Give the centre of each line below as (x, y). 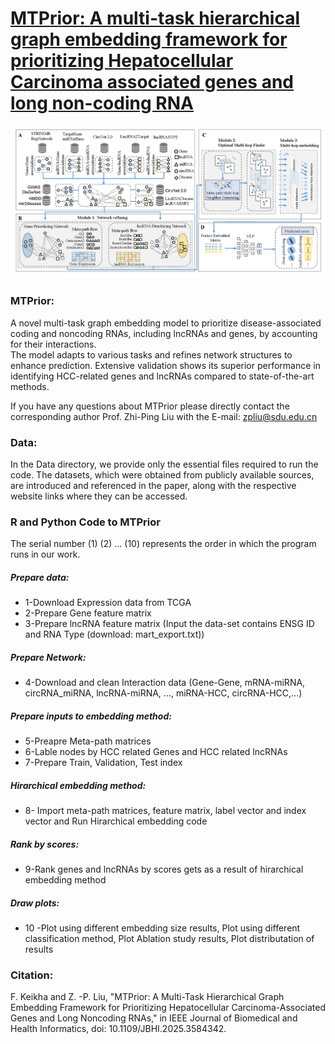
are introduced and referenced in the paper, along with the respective (153, 485)
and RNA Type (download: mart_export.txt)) (114, 634)
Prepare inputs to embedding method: (91, 716)
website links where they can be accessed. (99, 496)
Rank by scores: (45, 844)
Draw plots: (35, 903)
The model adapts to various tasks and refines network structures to (151, 354)
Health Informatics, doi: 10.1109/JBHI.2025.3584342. (118, 1029)
